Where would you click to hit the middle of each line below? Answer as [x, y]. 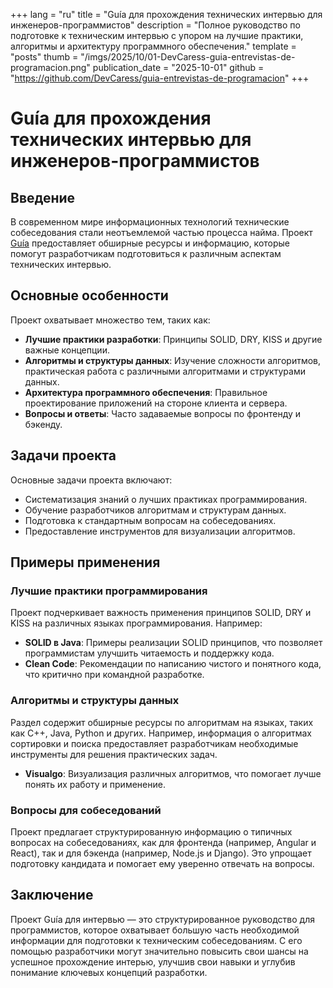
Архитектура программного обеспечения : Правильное [146, 392]
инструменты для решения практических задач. [114, 754]
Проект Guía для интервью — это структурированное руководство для [162, 919]
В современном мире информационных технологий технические [150, 222]
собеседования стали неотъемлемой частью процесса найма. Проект [161, 232]
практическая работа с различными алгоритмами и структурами [165, 371]
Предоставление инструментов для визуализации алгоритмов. [160, 531]
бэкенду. [43, 424]
